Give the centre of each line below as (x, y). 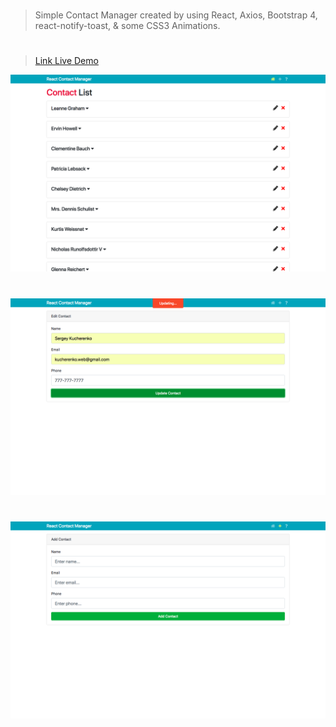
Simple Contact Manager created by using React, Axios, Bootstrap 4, (176, 15)
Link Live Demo (66, 61)
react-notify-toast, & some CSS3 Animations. (127, 26)
